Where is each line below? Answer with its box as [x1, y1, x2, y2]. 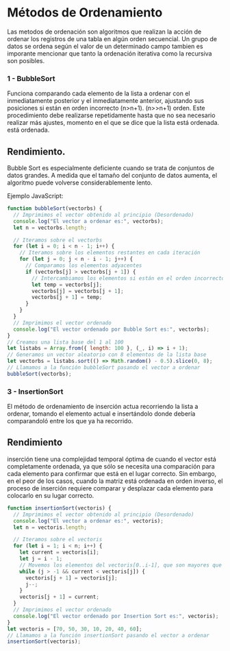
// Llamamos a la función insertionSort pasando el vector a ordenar [7, 632, 210, 639]
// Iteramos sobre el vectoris [13, 536, 103, 543]
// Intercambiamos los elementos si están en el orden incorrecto [31, 274, 225, 282]
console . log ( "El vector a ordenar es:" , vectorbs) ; [13, 217, 164, 224]
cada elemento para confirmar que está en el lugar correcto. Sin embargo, [7, 469, 217, 477]
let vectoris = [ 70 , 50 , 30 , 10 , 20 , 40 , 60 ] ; [7, 626, 142, 632]
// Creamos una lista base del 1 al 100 [7, 338, 125, 346]
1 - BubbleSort [7, 73, 55, 83]
